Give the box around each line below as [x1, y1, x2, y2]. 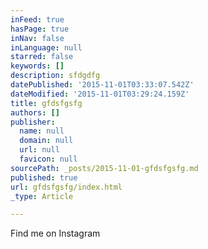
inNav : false [10, 33, 65, 43]
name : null [19, 126, 65, 136]
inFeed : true [10, 14, 65, 25]
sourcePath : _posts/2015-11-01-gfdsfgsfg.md [10, 163, 199, 173]
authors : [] [10, 107, 60, 118]
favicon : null [19, 154, 78, 164]
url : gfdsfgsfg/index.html [10, 182, 123, 192]
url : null [19, 145, 60, 155]
